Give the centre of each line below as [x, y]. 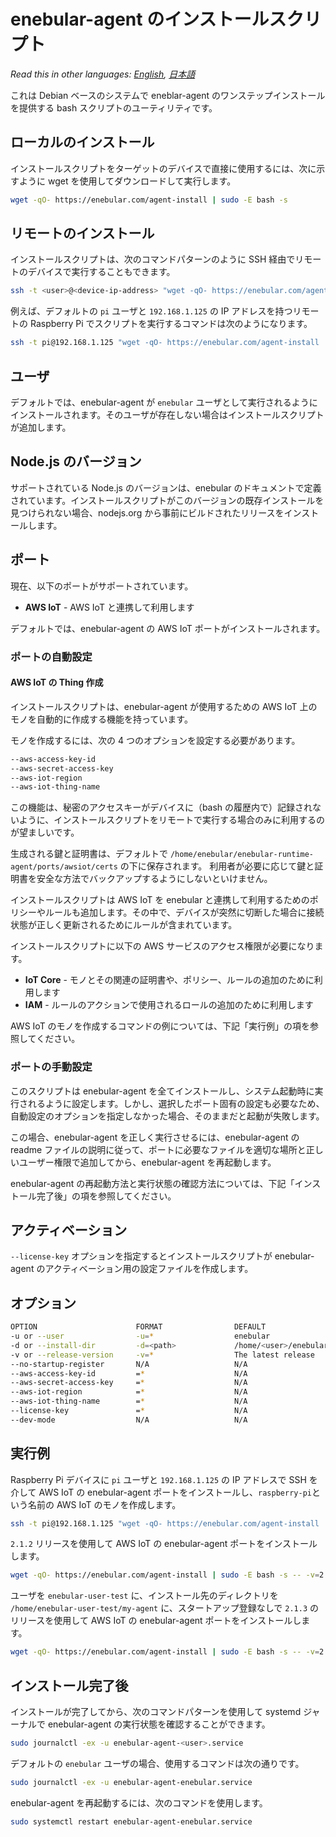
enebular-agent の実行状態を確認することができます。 [159, 1724]
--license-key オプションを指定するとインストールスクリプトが [141, 1256]
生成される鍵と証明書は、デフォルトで [89, 854]
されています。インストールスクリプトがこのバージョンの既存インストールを [167, 500]
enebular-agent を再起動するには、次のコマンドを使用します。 [139, 1802]
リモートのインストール [82, 233]
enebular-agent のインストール [140, 19]
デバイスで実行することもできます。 [101, 272]
